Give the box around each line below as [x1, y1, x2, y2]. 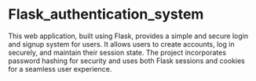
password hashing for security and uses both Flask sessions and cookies [8, 56, 246, 65]
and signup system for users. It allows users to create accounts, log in [8, 39, 235, 48]
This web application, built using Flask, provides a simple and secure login [8, 31, 249, 40]
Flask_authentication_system [8, 5, 204, 23]
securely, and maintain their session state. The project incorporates [8, 48, 226, 57]
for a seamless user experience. [8, 64, 112, 73]
